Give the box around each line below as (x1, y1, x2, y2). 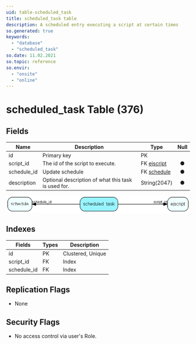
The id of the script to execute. (43, 160, 116, 167)
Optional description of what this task (43, 176, 132, 183)
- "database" (11, 40, 43, 46)
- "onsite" (11, 71, 38, 77)
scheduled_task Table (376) (6, 103, 144, 116)
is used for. (43, 182, 69, 189)
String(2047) (141, 179, 173, 186)
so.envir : (6, 65, 30, 71)
